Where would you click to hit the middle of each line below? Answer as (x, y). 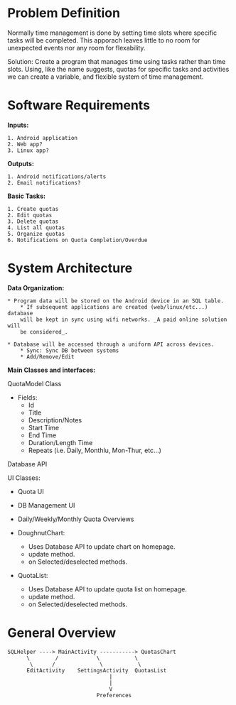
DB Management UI (46, 505)
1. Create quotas (33, 209)
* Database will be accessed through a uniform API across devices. (111, 344)
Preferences (114, 695)
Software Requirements (79, 105)
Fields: (27, 397)
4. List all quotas (36, 228)
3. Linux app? (28, 151)
